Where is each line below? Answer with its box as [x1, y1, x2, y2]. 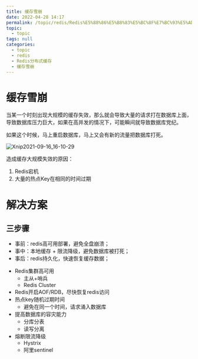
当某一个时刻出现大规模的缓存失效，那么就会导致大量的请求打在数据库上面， [6, 112, 192, 119]
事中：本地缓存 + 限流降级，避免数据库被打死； [14, 247, 130, 254]
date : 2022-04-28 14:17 [6, 14, 65, 20]
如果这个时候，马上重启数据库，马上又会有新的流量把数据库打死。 [6, 131, 166, 139]
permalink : [6, 19, 33, 25]
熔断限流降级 [14, 333, 46, 340]
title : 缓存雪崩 [6, 8, 42, 15]
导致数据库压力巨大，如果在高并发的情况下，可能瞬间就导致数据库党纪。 [6, 119, 181, 126]
